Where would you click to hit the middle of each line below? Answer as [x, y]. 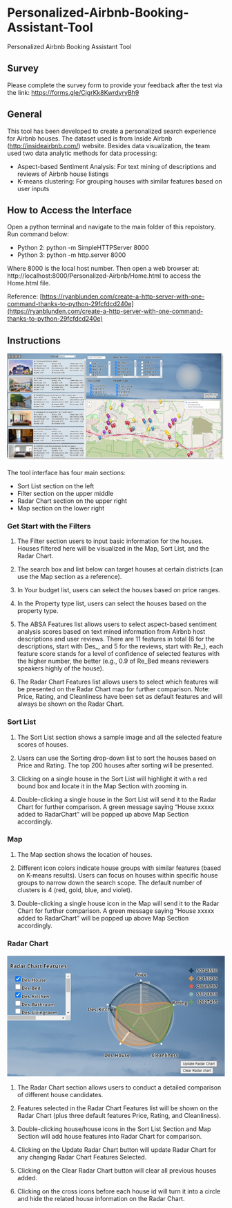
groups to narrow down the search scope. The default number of [109, 882]
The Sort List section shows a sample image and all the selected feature [119, 737]
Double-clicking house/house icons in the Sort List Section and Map [114, 1129]
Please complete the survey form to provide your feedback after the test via [115, 85]
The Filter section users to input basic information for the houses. [110, 541]
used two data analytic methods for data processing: [82, 153]
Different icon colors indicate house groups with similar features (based [119, 868]
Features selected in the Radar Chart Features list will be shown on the [117, 1108]
